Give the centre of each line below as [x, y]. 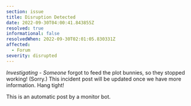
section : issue [25, 12]
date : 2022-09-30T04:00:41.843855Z [50, 23]
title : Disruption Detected [41, 17]
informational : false [33, 34]
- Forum [21, 50]
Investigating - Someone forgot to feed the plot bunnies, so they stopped [96, 72]
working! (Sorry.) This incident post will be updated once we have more [94, 79]
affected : [18, 45]
